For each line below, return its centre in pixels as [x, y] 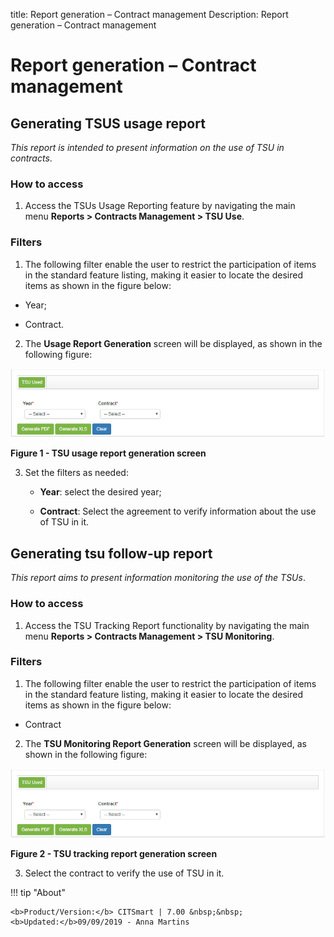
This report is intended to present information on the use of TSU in [147, 147]
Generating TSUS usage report [108, 123]
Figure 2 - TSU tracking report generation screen [114, 853]
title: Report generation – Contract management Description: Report [149, 14]
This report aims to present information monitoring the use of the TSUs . [158, 578]
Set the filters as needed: [76, 473]
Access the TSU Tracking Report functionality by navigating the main [167, 625]
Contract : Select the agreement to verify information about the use [178, 511]
